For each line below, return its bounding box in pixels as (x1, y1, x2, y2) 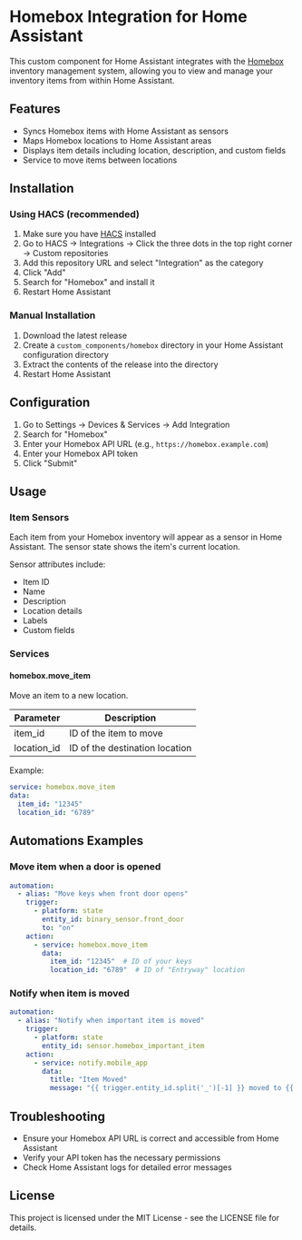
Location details (22, 606, 83, 617)
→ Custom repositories (22, 248, 109, 259)
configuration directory (22, 349, 109, 360)
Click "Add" (22, 267, 66, 278)
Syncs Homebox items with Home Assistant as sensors (22, 125, 229, 136)
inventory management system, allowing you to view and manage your (9, 65, 274, 76)
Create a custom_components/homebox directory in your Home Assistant (22, 339, 284, 351)
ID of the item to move (69, 727, 163, 739)
